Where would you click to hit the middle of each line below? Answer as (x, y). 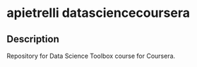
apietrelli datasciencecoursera (98, 13)
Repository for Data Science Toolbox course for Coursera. (91, 56)
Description (33, 39)
